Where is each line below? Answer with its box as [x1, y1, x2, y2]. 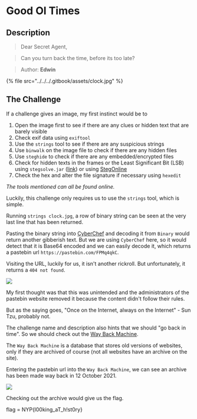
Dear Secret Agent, [20, 43, 68, 50]
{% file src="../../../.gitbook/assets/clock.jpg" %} [6, 78, 124, 84]
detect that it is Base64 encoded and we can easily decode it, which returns [6, 242, 191, 249]
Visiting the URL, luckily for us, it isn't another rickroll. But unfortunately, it [6, 260, 186, 267]
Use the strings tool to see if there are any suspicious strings [14, 140, 165, 147]
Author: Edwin [20, 66, 56, 73]
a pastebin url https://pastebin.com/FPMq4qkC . [6, 249, 119, 256]
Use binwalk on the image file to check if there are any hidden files [14, 146, 177, 154]
